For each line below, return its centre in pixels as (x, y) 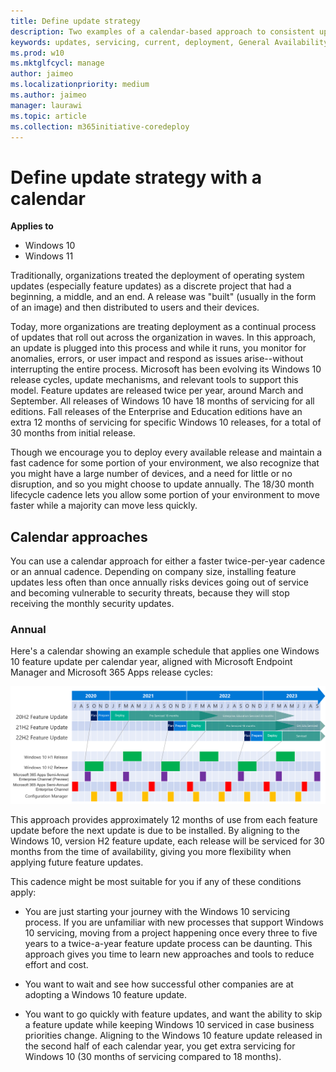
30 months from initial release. (73, 433)
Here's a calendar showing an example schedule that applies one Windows (165, 651)
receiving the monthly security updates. (92, 604)
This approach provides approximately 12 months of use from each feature (164, 819)
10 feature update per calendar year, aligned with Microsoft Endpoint (151, 662)
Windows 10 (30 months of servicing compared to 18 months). (153, 1056)
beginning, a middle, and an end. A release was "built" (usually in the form (163, 297)
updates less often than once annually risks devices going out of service (160, 582)
